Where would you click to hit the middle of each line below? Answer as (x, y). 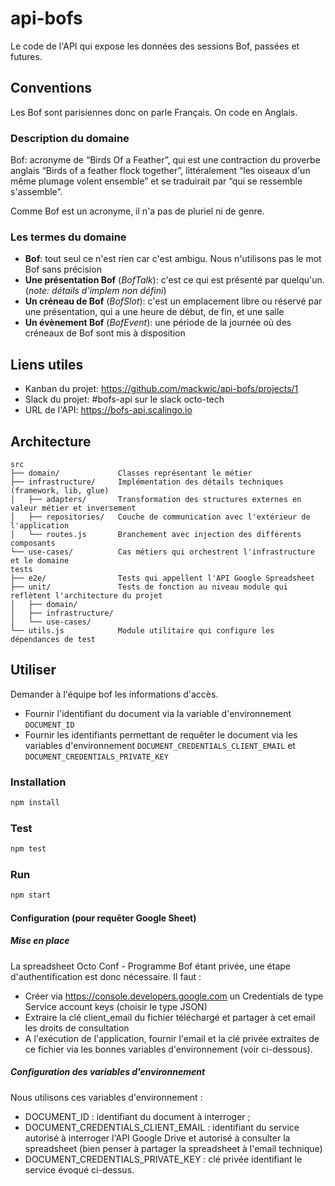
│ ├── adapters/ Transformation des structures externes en (156, 499)
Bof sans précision (63, 269)
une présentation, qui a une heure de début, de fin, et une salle (154, 312)
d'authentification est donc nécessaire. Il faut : (106, 976)
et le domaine (40, 560)
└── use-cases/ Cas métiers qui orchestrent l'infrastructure (162, 552)
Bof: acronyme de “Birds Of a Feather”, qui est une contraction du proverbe (165, 160)
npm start (31, 895)
